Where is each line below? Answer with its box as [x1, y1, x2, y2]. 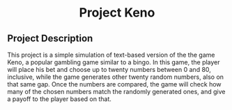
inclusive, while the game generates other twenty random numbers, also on [7, 73, 224, 81]
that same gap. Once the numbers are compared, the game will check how [7, 80, 222, 88]
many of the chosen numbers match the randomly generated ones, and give [7, 88, 226, 95]
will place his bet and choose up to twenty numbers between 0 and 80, [7, 66, 211, 73]
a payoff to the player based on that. [7, 95, 111, 103]
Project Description [7, 33, 93, 44]
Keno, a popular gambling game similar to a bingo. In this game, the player [7, 58, 221, 66]
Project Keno [79, 5, 155, 21]
